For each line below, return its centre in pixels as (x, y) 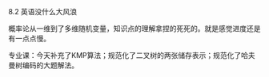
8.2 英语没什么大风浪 (43, 12)
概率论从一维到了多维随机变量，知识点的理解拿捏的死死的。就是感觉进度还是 (134, 29)
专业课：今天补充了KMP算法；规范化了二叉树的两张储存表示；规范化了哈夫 (132, 55)
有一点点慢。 (29, 38)
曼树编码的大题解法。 (43, 65)
